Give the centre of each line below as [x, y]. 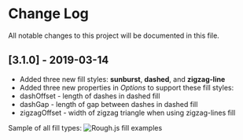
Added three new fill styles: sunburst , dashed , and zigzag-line [122, 79]
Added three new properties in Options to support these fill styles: [127, 87]
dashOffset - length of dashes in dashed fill [90, 96]
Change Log [48, 14]
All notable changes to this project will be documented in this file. [114, 35]
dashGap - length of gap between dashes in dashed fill [109, 104]
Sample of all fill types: [45, 127]
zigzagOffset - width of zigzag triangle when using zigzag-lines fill [127, 112]
